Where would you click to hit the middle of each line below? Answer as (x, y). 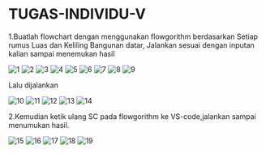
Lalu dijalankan (33, 85)
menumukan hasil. (39, 125)
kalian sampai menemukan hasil (62, 53)
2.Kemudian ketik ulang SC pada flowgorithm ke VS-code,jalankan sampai (133, 116)
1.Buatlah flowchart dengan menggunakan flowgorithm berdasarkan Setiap (133, 36)
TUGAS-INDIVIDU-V (77, 14)
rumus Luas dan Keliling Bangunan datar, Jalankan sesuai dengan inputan (132, 45)
